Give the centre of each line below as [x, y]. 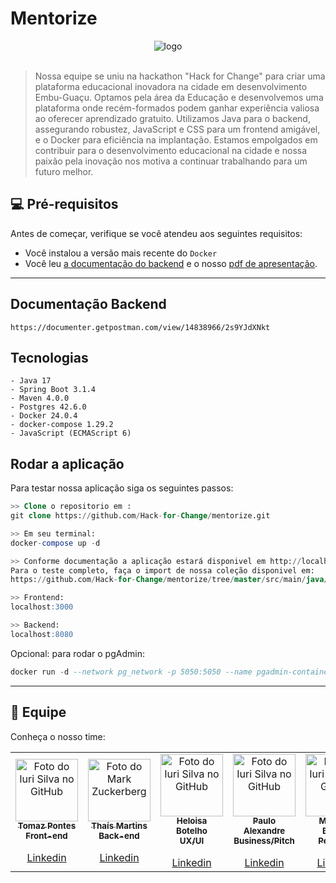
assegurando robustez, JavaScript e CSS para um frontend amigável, [177, 129]
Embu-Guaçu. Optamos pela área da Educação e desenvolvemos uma [179, 97]
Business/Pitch [264, 841]
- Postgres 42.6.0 [48, 407]
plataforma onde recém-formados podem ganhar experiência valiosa [177, 108]
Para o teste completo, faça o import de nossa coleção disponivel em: [162, 570]
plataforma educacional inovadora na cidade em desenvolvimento [171, 86]
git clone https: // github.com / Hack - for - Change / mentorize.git [140, 516]
